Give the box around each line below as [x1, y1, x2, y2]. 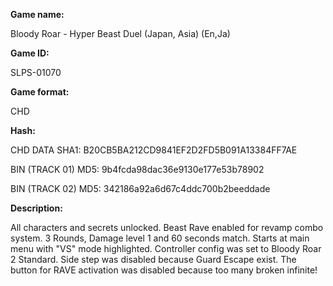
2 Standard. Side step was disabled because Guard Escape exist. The [10, 254, 297, 265]
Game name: [10, 9, 65, 20]
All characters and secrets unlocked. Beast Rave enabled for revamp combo [10, 222, 324, 233]
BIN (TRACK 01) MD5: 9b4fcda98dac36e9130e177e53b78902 [10, 164, 265, 175]
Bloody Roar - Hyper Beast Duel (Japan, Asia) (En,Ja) [10, 28, 231, 39]
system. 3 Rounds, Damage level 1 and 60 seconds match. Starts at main [10, 232, 310, 244]
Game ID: [10, 47, 50, 59]
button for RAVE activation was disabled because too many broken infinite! [10, 264, 318, 276]
